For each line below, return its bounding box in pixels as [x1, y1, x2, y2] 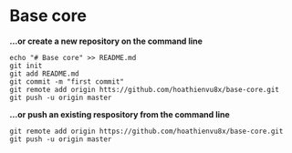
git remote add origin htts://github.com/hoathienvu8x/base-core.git [9, 85, 280, 94]
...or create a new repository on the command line [9, 36, 203, 46]
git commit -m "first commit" [9, 76, 125, 87]
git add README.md [9, 69, 79, 78]
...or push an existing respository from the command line [9, 108, 230, 119]
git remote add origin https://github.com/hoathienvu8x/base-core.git [9, 127, 284, 136]
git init [9, 61, 43, 70]
